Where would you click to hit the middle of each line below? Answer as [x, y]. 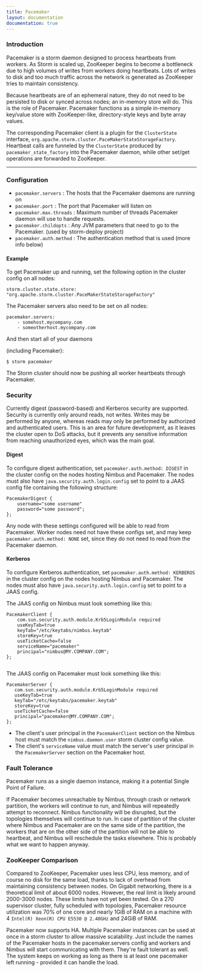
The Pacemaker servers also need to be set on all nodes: [77, 306]
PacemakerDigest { [29, 498]
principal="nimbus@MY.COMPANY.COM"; [63, 652]
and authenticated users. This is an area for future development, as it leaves [101, 427]
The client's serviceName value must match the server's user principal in [105, 746]
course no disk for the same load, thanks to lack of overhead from [89, 880]
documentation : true [32, 23]
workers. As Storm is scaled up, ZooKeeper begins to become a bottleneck [100, 64]
